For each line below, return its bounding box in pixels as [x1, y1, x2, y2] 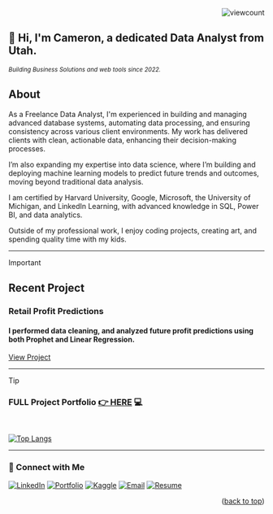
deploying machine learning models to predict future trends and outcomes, [8, 168, 260, 178]
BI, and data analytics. [8, 210, 83, 220]
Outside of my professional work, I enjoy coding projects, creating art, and [8, 225, 258, 235]
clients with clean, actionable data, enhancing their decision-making [8, 135, 237, 145]
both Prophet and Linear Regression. [8, 334, 136, 344]
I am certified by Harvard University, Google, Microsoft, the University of [8, 192, 251, 203]
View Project [8, 352, 51, 362]
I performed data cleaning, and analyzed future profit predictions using [8, 325, 254, 335]
